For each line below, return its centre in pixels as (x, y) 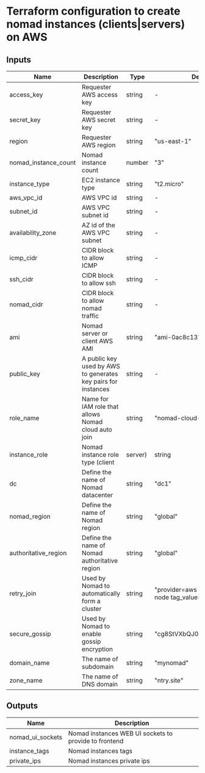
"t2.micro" (169, 184)
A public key (99, 358)
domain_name (30, 663)
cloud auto (97, 430)
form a (91, 601)
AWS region (99, 145)
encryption (97, 649)
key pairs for (99, 381)
